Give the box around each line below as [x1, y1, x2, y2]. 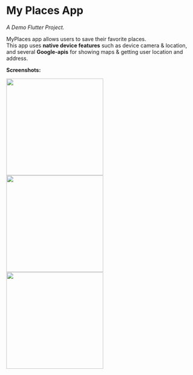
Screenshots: [6, 66, 41, 73]
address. [6, 54, 28, 62]
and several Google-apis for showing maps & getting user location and [6, 48, 183, 55]
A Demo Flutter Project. [6, 24, 65, 31]
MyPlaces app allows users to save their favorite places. [6, 35, 146, 42]
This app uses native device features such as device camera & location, [6, 42, 188, 49]
